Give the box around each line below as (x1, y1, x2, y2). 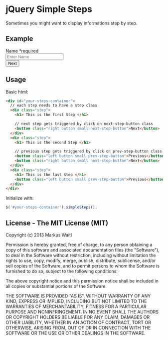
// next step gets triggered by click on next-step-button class (14, 121, 154, 126)
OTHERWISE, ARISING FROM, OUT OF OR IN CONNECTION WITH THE (5, 325, 151, 330)
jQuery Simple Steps (5, 3, 93, 15)
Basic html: (5, 88, 29, 94)
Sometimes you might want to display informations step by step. (5, 20, 138, 26)
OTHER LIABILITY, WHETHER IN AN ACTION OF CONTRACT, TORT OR (5, 319, 151, 325)
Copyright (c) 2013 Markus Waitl (5, 232, 72, 238)
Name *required (5, 47, 39, 53)
